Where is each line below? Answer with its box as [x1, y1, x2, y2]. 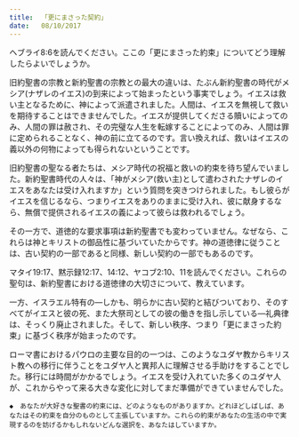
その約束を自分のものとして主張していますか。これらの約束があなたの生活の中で [28, 410, 280, 420]
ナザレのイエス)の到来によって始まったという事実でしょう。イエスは [28, 88, 279, 99]
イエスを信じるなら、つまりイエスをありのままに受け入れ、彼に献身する [9, 195, 274, 206]
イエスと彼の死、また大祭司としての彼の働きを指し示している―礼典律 [32, 307, 289, 318]
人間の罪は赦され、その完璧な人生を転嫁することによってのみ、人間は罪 [24, 121, 290, 131]
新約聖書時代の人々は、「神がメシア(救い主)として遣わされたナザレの [24, 173, 276, 184]
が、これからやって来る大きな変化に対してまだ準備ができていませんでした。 [9, 382, 288, 393]
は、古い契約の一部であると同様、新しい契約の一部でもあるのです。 [9, 248, 258, 258]
